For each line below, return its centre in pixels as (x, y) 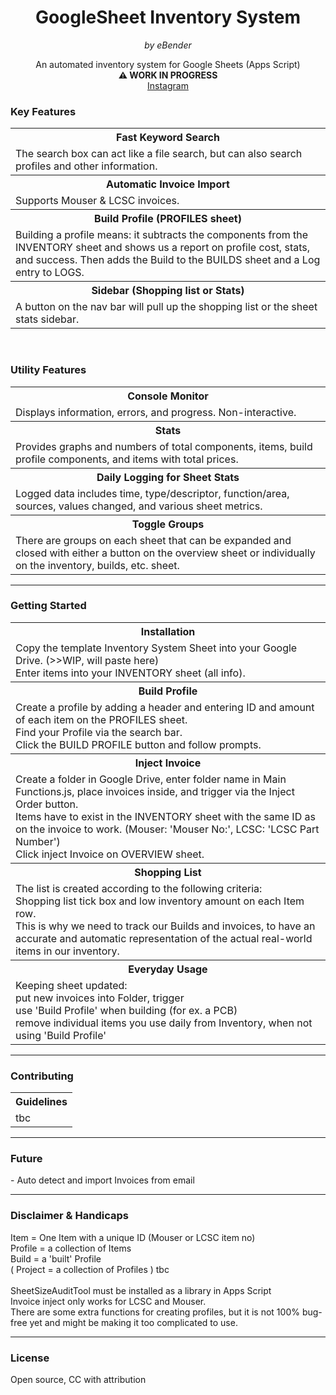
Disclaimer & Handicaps (69, 1216)
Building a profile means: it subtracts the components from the (162, 235)
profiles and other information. (86, 166)
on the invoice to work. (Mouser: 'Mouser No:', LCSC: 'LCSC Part (167, 829)
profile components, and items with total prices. (127, 459)
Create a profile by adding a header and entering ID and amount (165, 707)
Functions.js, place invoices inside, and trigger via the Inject (155, 791)
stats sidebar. (47, 319)
